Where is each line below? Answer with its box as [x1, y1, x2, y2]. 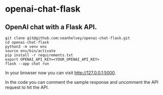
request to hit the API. [5, 84, 49, 90]
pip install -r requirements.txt [5, 53, 73, 57]
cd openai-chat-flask [5, 40, 49, 45]
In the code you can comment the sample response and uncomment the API [5, 79, 159, 85]
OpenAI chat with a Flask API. [5, 23, 97, 31]
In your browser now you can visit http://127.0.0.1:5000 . [5, 70, 116, 76]
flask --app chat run [5, 61, 49, 66]
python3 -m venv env [5, 44, 47, 49]
